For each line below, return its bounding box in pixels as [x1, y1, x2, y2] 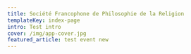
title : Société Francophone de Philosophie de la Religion [7, 10, 185, 18]
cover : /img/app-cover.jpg [7, 29, 87, 37]
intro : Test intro [7, 23, 61, 30]
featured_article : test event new [7, 36, 109, 43]
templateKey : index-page [7, 17, 80, 24]
